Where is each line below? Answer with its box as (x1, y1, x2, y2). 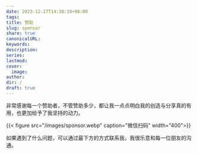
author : (6, 74, 25, 80)
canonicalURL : (6, 36, 41, 42)
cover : (6, 63, 22, 69)
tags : (6, 14, 19, 20)
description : (6, 47, 38, 53)
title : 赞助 (6, 19, 34, 25)
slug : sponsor (6, 25, 41, 31)
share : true (6, 31, 35, 36)
